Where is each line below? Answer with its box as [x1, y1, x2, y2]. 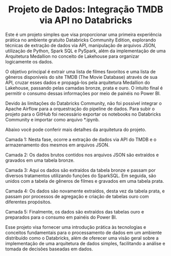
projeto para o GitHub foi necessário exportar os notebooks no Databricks [5, 111, 161, 117]
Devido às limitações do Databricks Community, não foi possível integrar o [5, 100, 162, 106]
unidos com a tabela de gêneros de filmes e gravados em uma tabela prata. [5, 178, 164, 184]
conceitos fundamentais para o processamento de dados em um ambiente [5, 229, 162, 236]
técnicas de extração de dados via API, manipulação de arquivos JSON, [5, 42, 157, 48]
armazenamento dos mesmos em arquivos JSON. [5, 142, 110, 148]
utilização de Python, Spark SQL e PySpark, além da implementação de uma [5, 48, 166, 54]
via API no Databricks [39, 14, 133, 26]
